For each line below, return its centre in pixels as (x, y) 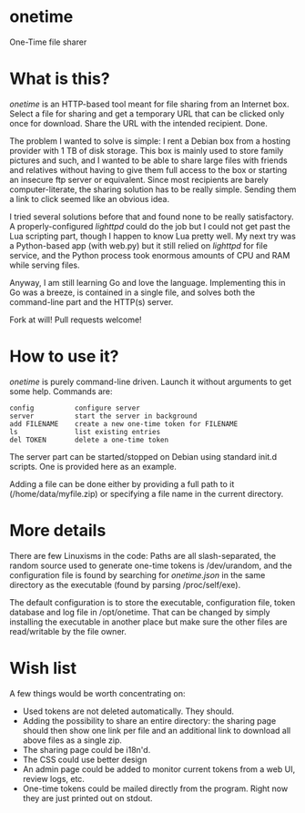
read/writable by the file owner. (68, 631)
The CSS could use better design (85, 759)
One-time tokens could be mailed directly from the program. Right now (155, 788)
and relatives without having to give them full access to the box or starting (148, 169)
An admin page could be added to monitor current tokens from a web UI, (159, 769)
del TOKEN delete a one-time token (89, 440)
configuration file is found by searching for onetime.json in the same (137, 574)
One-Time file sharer (48, 42)
